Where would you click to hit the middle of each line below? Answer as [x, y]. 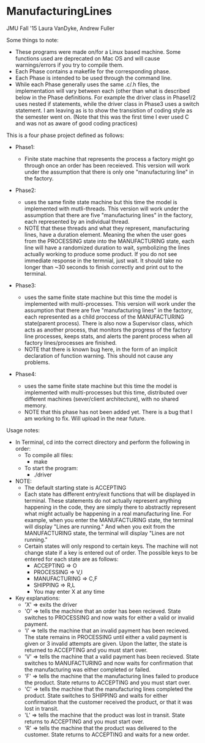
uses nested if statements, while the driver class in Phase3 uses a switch [107, 104]
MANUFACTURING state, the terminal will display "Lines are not [104, 533]
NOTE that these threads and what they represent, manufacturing [107, 228]
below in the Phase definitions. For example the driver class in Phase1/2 [105, 97]
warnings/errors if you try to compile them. [69, 65]
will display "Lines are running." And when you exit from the [100, 527]
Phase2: [26, 190]
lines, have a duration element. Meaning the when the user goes [105, 234]
